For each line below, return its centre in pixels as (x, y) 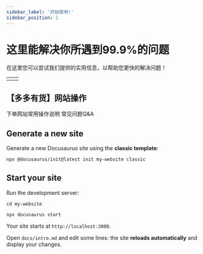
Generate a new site (45, 133)
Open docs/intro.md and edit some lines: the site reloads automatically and (102, 238)
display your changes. (34, 244)
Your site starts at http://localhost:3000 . (59, 226)
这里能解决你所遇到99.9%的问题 (88, 50)
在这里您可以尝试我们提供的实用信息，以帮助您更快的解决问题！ (86, 68)
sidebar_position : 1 (33, 18)
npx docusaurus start (34, 214)
